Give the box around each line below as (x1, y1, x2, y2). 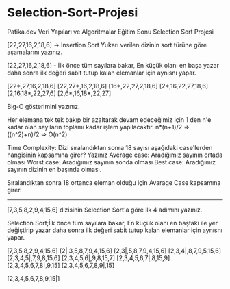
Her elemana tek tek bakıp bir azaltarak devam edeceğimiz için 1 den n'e (7, 115, 212, 124)
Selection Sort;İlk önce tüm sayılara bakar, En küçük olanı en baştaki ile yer (7, 218, 218, 227)
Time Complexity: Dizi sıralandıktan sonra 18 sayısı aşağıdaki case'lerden (7, 143, 213, 151)
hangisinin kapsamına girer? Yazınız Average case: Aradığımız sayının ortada (7, 151, 223, 159)
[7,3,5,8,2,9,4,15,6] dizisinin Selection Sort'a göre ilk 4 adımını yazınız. (7, 205, 203, 214)
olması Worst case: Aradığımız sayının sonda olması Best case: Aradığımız (7, 158, 216, 166)
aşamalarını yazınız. (7, 48, 63, 56)
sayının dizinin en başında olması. (7, 165, 102, 173)
